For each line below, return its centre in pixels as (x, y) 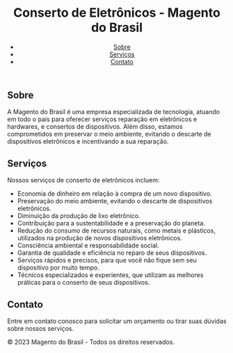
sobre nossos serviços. (41, 328)
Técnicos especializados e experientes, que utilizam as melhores (110, 275)
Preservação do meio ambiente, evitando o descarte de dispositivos (115, 201)
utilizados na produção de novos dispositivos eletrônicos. (99, 238)
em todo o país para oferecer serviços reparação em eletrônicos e (102, 119)
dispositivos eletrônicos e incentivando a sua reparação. (88, 141)
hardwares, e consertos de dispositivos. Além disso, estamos (95, 127)
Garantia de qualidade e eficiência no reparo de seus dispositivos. (112, 253)
